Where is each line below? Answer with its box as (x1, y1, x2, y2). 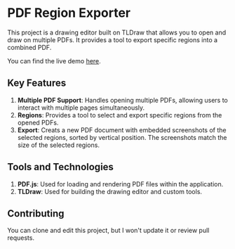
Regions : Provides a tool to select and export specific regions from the (17, 110, 222, 119)
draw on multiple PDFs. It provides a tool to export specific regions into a (7, 35, 218, 44)
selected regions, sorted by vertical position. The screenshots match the (17, 133, 227, 141)
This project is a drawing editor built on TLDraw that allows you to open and (7, 28, 227, 37)
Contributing (7, 207, 65, 219)
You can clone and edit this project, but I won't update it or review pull (7, 226, 210, 235)
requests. (7, 234, 35, 242)
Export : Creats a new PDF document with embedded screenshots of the (17, 125, 227, 134)
